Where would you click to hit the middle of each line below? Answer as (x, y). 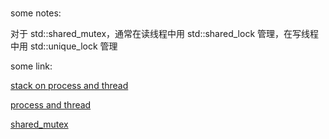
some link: (31, 66)
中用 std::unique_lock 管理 (64, 46)
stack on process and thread (69, 85)
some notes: (36, 13)
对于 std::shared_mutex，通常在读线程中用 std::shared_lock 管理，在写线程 (165, 33)
